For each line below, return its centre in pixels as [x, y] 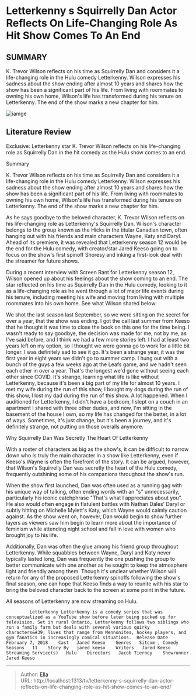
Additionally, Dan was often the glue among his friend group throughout [92, 546]
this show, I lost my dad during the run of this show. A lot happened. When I [97, 395]
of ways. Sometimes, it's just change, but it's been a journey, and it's [89, 420]
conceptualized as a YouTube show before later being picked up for [91, 617]
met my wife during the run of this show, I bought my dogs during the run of [97, 389]
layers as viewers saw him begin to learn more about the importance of [92, 522]
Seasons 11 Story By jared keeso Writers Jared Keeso [88, 647]
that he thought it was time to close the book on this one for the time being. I [98, 327]
